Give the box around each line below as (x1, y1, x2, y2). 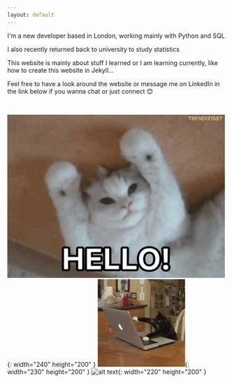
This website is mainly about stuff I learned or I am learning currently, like (7, 58, 219, 67)
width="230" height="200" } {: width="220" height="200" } (7, 368, 207, 376)
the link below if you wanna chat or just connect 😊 (7, 87, 154, 95)
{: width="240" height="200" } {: (7, 360, 190, 368)
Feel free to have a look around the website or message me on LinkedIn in (7, 79, 220, 88)
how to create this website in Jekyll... (7, 66, 114, 74)
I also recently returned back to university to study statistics (7, 45, 180, 53)
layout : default (7, 11, 55, 18)
